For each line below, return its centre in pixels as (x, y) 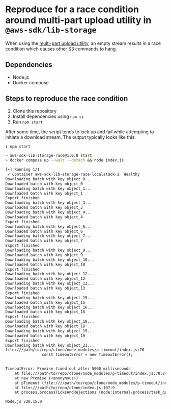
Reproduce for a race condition (72, 9)
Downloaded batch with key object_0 (44, 184)
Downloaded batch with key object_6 (44, 231)
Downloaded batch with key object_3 (44, 208)
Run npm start (28, 122)
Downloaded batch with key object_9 (44, 255)
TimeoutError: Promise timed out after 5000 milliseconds (68, 369)
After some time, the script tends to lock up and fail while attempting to (80, 132)
